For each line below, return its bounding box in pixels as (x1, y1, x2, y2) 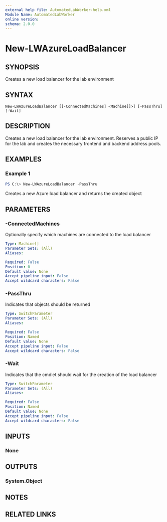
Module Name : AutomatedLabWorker (5, 12, 75, 17)
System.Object (5, 477, 43, 484)
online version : (5, 17, 39, 22)
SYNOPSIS (5, 63, 40, 71)
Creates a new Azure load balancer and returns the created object (5, 191, 142, 197)
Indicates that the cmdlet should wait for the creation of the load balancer (5, 372, 157, 378)
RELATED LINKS (5, 510, 56, 519)
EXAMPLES (5, 155, 42, 163)
